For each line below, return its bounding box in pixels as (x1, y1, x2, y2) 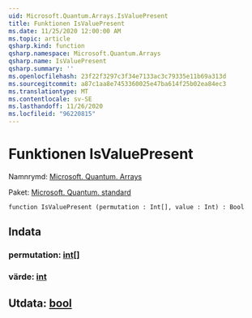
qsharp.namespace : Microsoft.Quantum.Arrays (8, 49, 161, 58)
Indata (8, 225, 42, 239)
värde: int (8, 271, 47, 282)
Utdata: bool (8, 296, 72, 310)
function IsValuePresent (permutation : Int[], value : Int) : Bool (8, 203, 245, 211)
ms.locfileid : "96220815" (8, 110, 96, 118)
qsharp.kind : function (8, 42, 85, 50)
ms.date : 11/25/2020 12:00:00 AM (8, 27, 122, 35)
